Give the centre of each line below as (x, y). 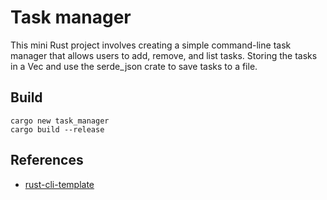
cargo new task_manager (60, 121)
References (47, 160)
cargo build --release (57, 129)
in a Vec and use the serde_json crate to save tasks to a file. (134, 66)
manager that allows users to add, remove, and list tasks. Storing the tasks (164, 55)
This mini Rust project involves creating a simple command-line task (151, 45)
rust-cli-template (59, 184)
